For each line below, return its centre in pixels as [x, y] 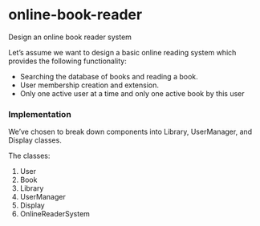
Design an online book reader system [70, 37]
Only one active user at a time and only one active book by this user [132, 93]
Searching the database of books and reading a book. [109, 76]
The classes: [29, 156]
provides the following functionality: [67, 61]
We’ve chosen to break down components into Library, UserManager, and [130, 132]
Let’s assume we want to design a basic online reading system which [122, 52]
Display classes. [35, 140]
